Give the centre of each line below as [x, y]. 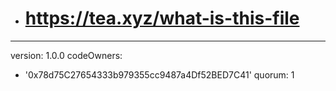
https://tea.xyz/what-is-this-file [162, 18]
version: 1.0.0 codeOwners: [66, 55]
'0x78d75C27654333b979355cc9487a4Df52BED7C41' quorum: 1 [159, 74]
